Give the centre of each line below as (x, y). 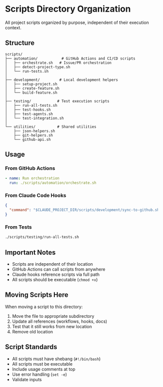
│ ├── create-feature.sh (32, 88)
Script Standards (31, 347)
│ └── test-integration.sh (34, 118)
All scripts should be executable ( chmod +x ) (55, 280)
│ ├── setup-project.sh (31, 84)
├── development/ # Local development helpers (62, 80)
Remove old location (33, 331)
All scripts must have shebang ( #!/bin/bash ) (56, 359)
